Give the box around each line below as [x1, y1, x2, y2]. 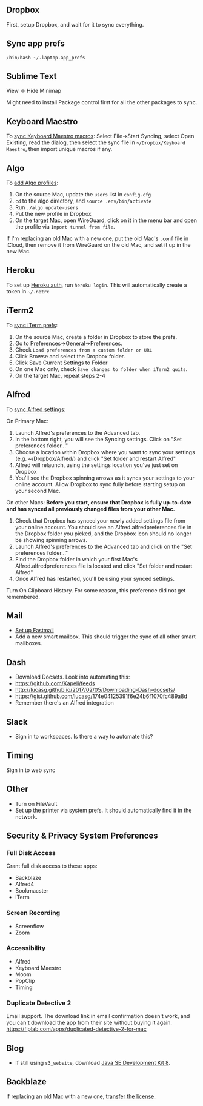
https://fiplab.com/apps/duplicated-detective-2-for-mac [6, 1025, 147, 1033]
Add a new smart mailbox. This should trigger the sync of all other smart [15, 633, 196, 640]
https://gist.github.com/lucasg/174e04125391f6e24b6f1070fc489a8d [15, 692, 188, 700]
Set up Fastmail [15, 627, 54, 634]
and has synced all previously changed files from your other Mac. [6, 505, 175, 512]
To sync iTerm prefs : [6, 321, 58, 329]
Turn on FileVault [15, 800, 58, 807]
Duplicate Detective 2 [6, 999, 72, 1007]
